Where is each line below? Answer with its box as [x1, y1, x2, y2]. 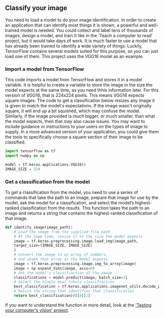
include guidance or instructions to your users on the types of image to [5, 123, 148, 129]
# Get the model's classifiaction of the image [14, 270, 112, 275]
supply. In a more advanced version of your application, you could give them [5, 129, 159, 135]
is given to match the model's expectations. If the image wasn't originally [5, 103, 152, 109]
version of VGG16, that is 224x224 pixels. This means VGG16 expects [5, 93, 144, 98]
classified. [5, 139, 26, 145]
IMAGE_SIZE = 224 [5, 167, 41, 171]
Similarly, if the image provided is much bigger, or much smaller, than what [5, 113, 155, 119]
